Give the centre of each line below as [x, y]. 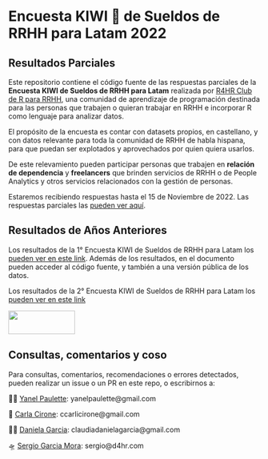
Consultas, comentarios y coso [88, 355]
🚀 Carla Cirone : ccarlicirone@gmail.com [74, 414]
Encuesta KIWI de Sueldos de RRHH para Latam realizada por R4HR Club [130, 91]
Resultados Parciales [62, 63]
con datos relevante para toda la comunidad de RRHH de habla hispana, [127, 140]
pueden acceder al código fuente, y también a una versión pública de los [129, 267]
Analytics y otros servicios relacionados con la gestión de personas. [121, 181]
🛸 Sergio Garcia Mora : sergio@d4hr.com [76, 445]
